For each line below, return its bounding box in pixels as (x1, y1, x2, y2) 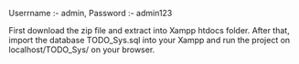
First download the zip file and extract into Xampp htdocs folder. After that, (8, 25, 290, 35)
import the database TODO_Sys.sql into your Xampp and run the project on (8, 35, 291, 45)
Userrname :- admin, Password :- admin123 (8, 8, 173, 18)
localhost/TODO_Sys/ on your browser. (8, 44, 155, 55)
